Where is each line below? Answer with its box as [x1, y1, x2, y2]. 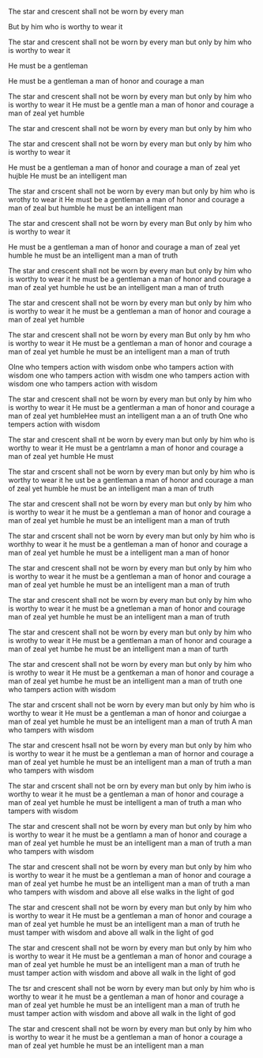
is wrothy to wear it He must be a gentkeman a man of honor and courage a [8, 668, 254, 677]
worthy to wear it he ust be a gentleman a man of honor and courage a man [8, 476, 254, 484]
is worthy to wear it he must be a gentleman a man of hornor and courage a [8, 749, 254, 758]
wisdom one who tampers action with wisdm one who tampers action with [8, 371, 250, 380]
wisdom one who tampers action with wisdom [8, 379, 158, 388]
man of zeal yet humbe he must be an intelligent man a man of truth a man [8, 879, 250, 888]
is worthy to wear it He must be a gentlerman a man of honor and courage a [8, 403, 255, 412]
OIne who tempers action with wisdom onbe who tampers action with [8, 363, 235, 371]
